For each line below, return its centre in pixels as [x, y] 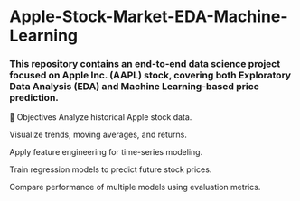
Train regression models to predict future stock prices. [111, 169]
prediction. [34, 98]
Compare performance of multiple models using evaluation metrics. [135, 187]
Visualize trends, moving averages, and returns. [98, 135]
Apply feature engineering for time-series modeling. [106, 152]
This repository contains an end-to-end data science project [145, 64]
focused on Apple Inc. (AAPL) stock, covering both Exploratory [150, 76]
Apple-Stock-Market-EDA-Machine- [149, 17]
